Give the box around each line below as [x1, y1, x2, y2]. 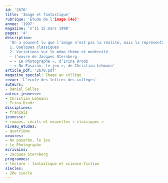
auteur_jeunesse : [5, 91, 41, 96]
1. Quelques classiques [9, 45, 59, 50]
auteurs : [5, 82, 23, 87]
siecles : [5, 166, 23, 171]
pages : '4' [5, 31, 28, 36]
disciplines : [5, 105, 32, 110]
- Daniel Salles [5, 86, 39, 92]
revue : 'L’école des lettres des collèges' [5, 77, 97, 82]
